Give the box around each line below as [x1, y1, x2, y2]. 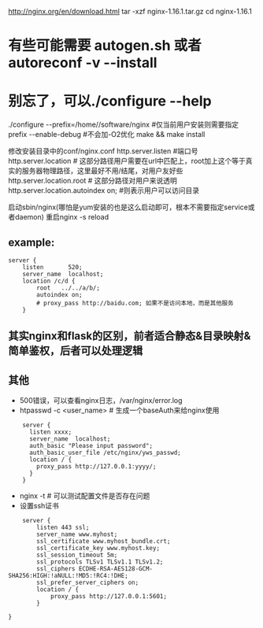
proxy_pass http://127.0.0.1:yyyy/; [36, 463, 157, 471]
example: [8, 235, 55, 249]
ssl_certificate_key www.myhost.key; [36, 545, 160, 552]
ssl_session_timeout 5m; [36, 551, 118, 560]
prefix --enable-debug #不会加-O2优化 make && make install [8, 130, 206, 139]
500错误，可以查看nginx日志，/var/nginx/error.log [19, 396, 183, 405]
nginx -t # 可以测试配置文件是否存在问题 [19, 491, 150, 501]
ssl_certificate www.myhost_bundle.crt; [36, 537, 171, 545]
